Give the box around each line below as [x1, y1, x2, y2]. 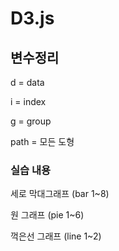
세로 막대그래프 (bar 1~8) [10, 188, 110, 200]
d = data [10, 77, 45, 88]
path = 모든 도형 [10, 136, 75, 147]
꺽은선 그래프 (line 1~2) [10, 230, 102, 242]
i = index [10, 96, 47, 107]
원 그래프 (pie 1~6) [10, 209, 85, 221]
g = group [10, 115, 52, 127]
